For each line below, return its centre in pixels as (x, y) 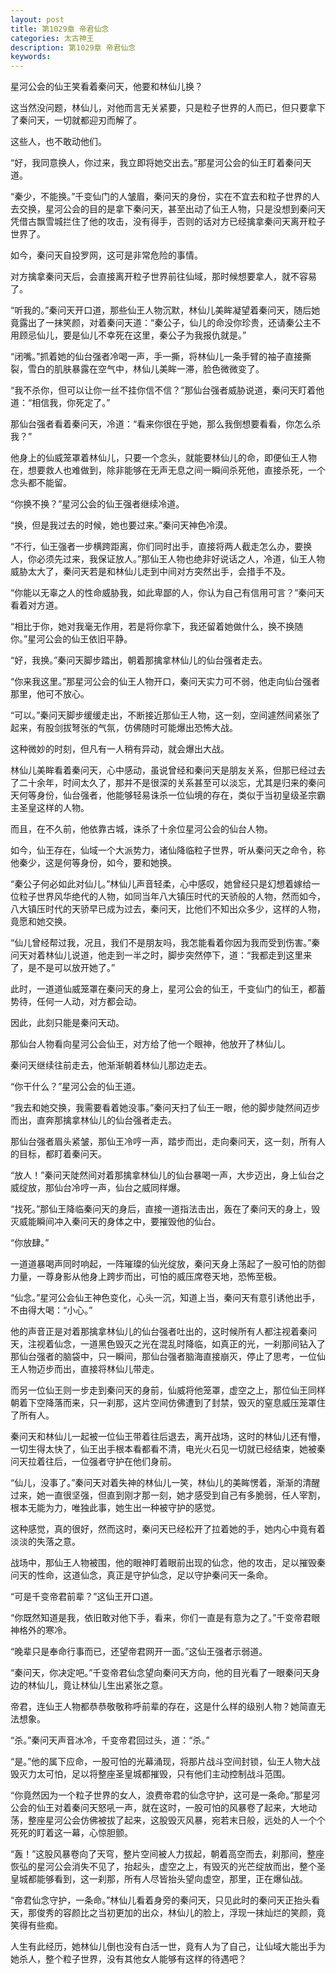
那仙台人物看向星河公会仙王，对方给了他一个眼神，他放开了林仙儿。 (150, 1044)
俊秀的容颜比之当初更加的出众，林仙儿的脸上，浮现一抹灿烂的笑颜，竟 (181, 1913)
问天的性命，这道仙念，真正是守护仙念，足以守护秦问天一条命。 (141, 1575)
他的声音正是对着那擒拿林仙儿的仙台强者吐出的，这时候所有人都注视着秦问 (163, 1332)
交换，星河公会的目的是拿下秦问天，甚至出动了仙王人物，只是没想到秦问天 (172, 209)
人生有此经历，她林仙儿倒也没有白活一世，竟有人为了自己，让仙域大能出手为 (168, 1947)
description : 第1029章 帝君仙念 (73, 47)
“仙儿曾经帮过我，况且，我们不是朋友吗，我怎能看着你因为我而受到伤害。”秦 (165, 943)
